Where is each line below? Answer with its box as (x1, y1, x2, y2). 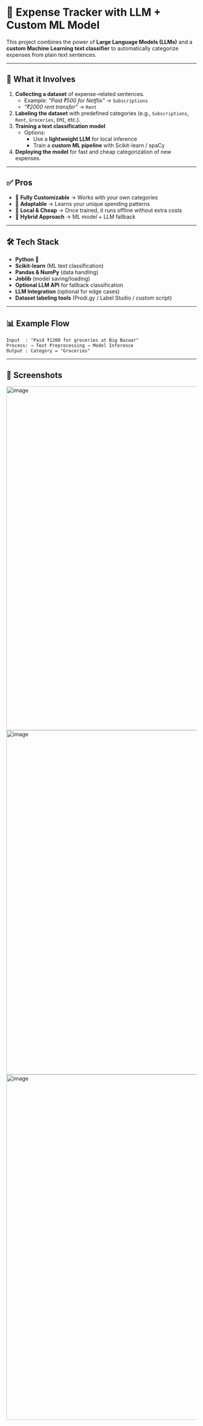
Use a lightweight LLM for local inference (33, 135, 138, 143)
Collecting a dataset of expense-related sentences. (14, 90, 145, 97)
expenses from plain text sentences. (6, 51, 97, 58)
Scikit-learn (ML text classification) (14, 262, 104, 269)
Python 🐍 (14, 256, 39, 263)
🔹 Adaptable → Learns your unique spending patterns (14, 200, 150, 207)
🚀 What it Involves (6, 74, 76, 85)
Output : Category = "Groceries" (6, 348, 91, 354)
